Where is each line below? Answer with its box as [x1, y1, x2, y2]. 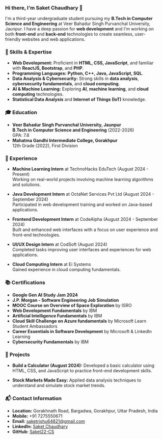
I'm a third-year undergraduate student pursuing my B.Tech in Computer [5, 16, 153, 22]
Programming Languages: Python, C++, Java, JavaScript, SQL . [12, 70, 143, 76]
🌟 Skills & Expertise [5, 49, 52, 55]
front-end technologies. [12, 232, 60, 238]
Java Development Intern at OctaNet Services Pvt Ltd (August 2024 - [12, 191, 155, 197]
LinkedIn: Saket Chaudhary [12, 424, 68, 430]
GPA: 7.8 [12, 132, 29, 138]
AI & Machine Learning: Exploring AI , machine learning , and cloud [12, 86, 149, 92]
